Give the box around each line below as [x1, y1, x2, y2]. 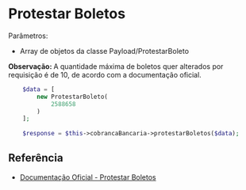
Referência [8, 151, 63, 165]
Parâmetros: [8, 31, 48, 40]
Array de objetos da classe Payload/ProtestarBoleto [19, 46, 189, 55]
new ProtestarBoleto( [37, 93, 109, 101]
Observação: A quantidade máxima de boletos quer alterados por [8, 61, 224, 71]
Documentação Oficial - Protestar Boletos [19, 172, 156, 182]
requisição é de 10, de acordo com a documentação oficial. [8, 70, 202, 79]
